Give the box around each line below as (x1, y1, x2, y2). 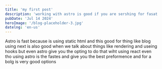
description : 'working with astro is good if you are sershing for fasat (5, 12, 158, 16)
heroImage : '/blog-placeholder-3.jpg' (5, 20, 84, 26)
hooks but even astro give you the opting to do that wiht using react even (5, 49, 152, 55)
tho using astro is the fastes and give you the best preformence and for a (5, 54, 152, 59)
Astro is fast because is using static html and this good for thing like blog (5, 38, 151, 44)
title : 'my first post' (5, 7, 54, 12)
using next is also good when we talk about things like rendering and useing (5, 43, 157, 49)
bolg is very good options (5, 59, 56, 65)
